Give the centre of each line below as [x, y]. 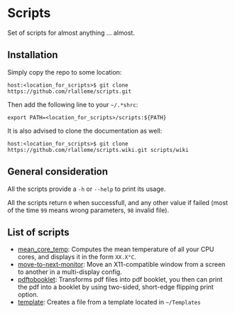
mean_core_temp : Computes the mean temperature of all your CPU [116, 249]
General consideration [58, 172]
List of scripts [38, 232]
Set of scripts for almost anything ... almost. [71, 33]
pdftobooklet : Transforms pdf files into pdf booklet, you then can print [120, 280]
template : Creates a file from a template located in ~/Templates [109, 302]
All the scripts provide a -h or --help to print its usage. [87, 189]
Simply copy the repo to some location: [65, 72]
